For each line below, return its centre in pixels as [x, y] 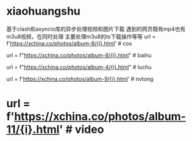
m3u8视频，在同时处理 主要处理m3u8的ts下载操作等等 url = [81, 36]
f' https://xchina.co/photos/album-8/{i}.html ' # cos [69, 43]
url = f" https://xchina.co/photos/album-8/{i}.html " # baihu [79, 55]
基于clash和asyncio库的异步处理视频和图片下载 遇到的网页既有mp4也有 [96, 29]
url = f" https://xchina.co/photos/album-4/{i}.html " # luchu [79, 67]
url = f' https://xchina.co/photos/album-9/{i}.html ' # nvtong [80, 79]
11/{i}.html [33, 130]
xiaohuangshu [44, 11]
